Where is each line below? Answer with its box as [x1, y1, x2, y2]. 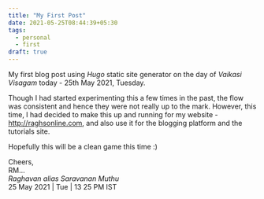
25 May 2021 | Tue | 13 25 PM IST [8, 182, 117, 191]
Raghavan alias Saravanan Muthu [8, 174, 120, 183]
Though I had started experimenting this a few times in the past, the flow [8, 94, 244, 102]
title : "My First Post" [8, 11, 87, 20]
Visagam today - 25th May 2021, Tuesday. [8, 78, 146, 87]
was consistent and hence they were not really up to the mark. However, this [8, 101, 257, 111]
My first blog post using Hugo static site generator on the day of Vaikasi [8, 70, 242, 79]
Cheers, [8, 157, 34, 166]
